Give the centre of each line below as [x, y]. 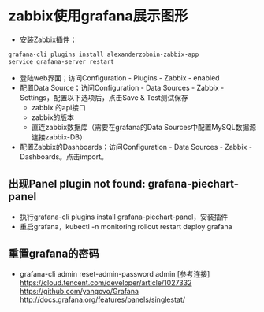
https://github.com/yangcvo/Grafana [79, 292]
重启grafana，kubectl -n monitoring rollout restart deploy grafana [126, 226]
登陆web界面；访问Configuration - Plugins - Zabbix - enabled [119, 78]
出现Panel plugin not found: [77, 184]
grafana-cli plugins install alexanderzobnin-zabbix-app [104, 54]
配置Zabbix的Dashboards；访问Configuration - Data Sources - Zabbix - [136, 147]
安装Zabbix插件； [48, 39]
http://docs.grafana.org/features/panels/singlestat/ [102, 299]
